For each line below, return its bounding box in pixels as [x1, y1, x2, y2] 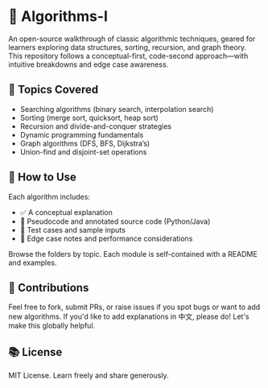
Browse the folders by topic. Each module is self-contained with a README [8, 249, 258, 258]
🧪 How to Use [8, 171, 76, 184]
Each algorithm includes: [8, 192, 91, 201]
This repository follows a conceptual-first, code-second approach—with [8, 51, 249, 60]
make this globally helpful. [8, 321, 96, 331]
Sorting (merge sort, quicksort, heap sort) [19, 113, 159, 122]
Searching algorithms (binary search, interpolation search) [19, 104, 214, 114]
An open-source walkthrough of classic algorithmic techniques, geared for [8, 34, 256, 43]
